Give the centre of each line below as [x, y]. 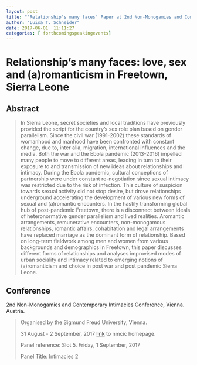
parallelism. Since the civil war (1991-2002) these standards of [96, 135]
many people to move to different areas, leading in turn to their [96, 160]
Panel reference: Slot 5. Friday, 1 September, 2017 [80, 345]
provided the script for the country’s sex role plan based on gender [101, 129]
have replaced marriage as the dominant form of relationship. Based [103, 235]
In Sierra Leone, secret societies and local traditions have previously [103, 123]
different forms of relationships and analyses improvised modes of [101, 254]
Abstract [23, 109]
